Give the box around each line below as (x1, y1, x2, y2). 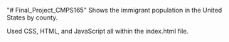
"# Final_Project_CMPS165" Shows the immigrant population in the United (6, 6, 223, 14)
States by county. (6, 13, 58, 22)
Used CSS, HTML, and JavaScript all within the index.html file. (6, 27, 189, 35)
